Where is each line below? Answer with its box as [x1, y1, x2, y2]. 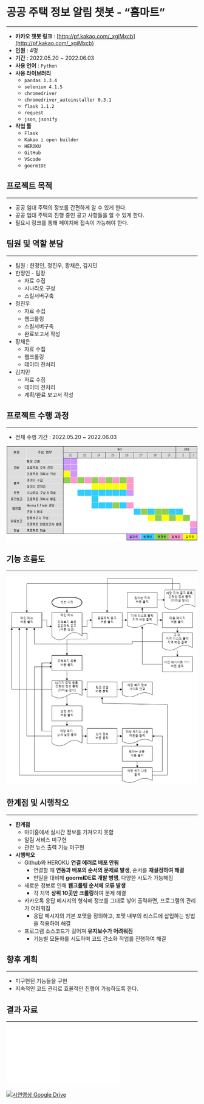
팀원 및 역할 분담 [6, 239, 64, 249]
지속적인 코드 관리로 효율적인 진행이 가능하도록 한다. [15, 985, 138, 993]
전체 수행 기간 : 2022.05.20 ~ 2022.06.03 [15, 434, 117, 441]
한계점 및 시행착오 [6, 798, 69, 808]
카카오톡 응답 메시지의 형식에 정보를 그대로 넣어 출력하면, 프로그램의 [24, 896, 185, 904]
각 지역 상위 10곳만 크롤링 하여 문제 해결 [33, 889, 126, 896]
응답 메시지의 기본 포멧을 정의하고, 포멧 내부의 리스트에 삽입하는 [33, 912, 184, 919]
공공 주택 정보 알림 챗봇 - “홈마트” [6, 5, 165, 19]
